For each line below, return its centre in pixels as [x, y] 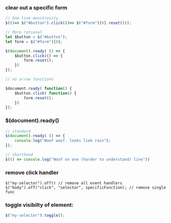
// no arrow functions [29, 79]
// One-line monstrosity [32, 18]
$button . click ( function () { [46, 93]
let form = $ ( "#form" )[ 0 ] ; [34, 42]
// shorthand [19, 155]
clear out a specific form [36, 8]
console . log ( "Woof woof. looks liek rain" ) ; [63, 141]
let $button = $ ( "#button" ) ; [36, 37]
